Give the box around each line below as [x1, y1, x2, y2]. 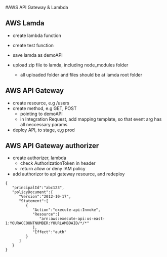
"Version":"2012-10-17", [18, 194, 71, 199]
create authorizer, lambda [12, 155, 67, 161]
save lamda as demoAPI [12, 52, 63, 58]
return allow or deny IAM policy [20, 166, 86, 172]
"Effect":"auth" [32, 230, 67, 235]
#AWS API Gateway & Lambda [5, 5, 68, 10]
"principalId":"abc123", [12, 185, 65, 191]
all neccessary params [20, 121, 68, 127]
